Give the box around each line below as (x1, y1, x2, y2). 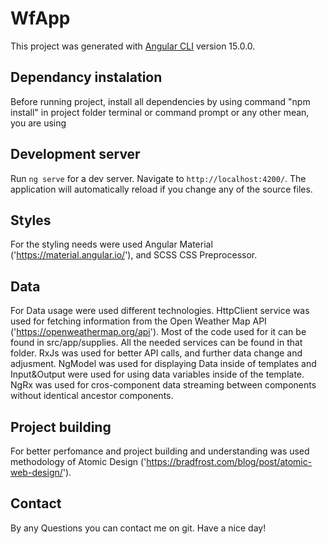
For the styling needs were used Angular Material (10, 238, 213, 251)
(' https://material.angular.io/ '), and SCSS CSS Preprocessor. (10, 249, 258, 261)
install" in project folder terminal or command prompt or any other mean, (10, 106, 310, 118)
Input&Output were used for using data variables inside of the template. (10, 368, 305, 381)
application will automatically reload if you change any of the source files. (10, 183, 313, 195)
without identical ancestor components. (10, 390, 174, 402)
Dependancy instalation (10, 69, 163, 86)
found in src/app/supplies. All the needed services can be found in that (10, 337, 303, 349)
